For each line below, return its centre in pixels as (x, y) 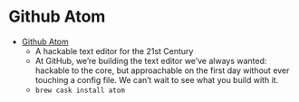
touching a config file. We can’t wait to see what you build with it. (157, 79)
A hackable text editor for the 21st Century (114, 51)
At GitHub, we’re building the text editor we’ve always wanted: (151, 60)
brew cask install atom (80, 90)
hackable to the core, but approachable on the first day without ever (162, 70)
